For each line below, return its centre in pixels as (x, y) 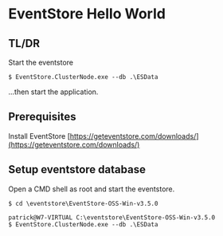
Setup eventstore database (77, 169)
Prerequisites (42, 117)
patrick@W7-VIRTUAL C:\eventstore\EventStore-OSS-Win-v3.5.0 (112, 217)
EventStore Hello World (87, 14)
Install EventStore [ (39, 136)
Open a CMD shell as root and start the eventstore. (92, 189)
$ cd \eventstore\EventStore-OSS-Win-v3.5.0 (83, 203)
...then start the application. (53, 92)
